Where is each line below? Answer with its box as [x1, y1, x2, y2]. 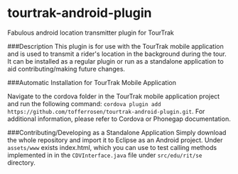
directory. [7, 158, 36, 167]
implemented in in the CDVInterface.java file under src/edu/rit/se [7, 151, 202, 159]
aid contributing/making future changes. [7, 64, 126, 73]
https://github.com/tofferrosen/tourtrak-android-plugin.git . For [7, 107, 205, 115]
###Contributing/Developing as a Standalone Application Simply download [7, 128, 227, 137]
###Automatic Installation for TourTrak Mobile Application [7, 78, 176, 86]
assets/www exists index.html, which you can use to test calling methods [7, 143, 217, 151]
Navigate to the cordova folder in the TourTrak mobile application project [7, 92, 220, 100]
